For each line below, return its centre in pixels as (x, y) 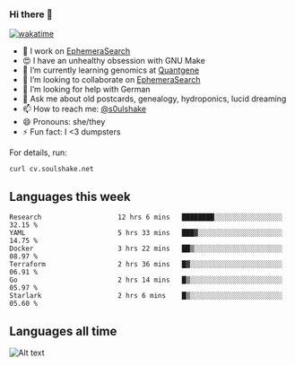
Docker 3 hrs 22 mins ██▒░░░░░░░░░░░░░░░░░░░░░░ (146, 249)
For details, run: (38, 152)
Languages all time (63, 331)
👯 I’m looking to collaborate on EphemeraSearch (111, 80)
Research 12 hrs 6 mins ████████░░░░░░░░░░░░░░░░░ (146, 218)
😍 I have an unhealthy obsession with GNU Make (114, 61)
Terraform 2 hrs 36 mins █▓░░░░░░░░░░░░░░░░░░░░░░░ (146, 265)
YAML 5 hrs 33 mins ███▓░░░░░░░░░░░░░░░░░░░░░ (146, 233)
